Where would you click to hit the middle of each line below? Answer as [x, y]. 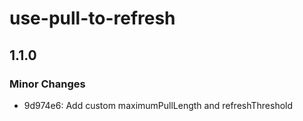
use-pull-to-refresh [92, 18]
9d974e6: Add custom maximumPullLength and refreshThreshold [158, 105]
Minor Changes [47, 84]
